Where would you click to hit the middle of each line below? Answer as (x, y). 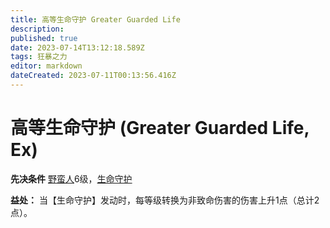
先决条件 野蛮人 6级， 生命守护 (71, 178)
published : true (44, 38)
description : (37, 29)
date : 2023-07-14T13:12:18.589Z (77, 47)
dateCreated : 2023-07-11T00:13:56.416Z (93, 76)
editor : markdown (46, 66)
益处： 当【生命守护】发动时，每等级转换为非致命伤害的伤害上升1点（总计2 (165, 200)
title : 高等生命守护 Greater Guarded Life (95, 19)
